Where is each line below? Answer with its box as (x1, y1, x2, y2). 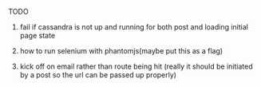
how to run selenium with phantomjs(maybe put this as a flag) (19, 46, 223, 55)
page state (19, 31, 56, 40)
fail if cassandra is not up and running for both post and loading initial (19, 22, 249, 31)
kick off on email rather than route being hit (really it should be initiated (19, 61, 253, 71)
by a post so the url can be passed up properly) (19, 70, 177, 79)
